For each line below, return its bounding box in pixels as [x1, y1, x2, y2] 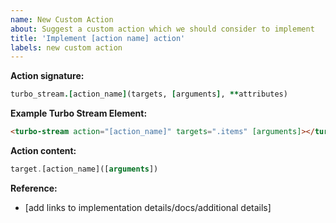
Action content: [10, 145, 77, 156]
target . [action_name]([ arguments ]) [10, 164, 159, 174]
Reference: [10, 182, 58, 194]
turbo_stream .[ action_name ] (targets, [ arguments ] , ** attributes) [10, 89, 288, 100]
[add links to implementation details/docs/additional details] [24, 201, 272, 213]
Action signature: [10, 70, 85, 82]
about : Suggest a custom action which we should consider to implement [10, 24, 315, 34]
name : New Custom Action [10, 14, 114, 25]
